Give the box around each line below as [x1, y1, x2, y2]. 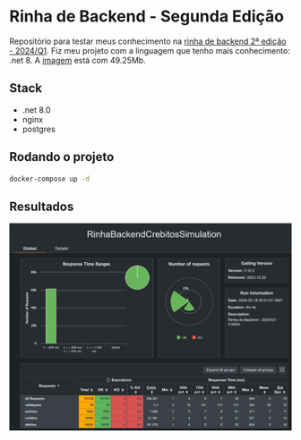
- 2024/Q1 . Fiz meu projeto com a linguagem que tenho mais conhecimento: [9, 45, 291, 55]
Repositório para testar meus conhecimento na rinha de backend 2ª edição [9, 36, 287, 47]
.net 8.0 [21, 105, 51, 115]
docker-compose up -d [9, 174, 90, 183]
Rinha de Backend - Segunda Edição [9, 6, 285, 27]
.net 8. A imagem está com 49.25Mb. [9, 55, 146, 65]
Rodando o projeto [9, 149, 115, 165]
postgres [21, 123, 56, 134]
